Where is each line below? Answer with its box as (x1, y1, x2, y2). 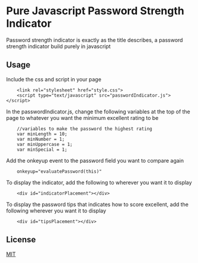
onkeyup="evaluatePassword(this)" (17, 168, 102, 175)
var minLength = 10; (17, 131, 68, 137)
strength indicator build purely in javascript (6, 43, 111, 50)
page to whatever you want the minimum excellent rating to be (6, 114, 159, 121)
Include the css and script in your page (6, 75, 102, 83)
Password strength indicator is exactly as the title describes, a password (6, 36, 183, 43)
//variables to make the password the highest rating (17, 126, 152, 132)
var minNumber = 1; (17, 136, 65, 142)
